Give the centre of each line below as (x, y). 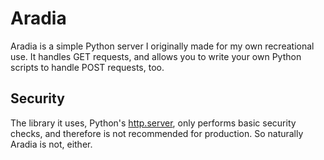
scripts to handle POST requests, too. (87, 67)
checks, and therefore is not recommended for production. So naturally (157, 133)
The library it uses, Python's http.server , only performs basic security (153, 123)
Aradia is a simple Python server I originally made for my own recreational (162, 46)
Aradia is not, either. (51, 144)
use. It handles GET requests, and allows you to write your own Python (156, 56)
